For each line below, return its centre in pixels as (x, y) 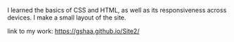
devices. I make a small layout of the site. (67, 17)
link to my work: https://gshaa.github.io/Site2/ (73, 31)
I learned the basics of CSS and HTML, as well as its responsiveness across (117, 10)
